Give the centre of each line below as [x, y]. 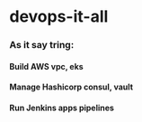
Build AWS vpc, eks [46, 66]
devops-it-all [59, 17]
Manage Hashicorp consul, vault [71, 87]
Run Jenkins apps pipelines [62, 108]
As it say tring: [42, 45]
